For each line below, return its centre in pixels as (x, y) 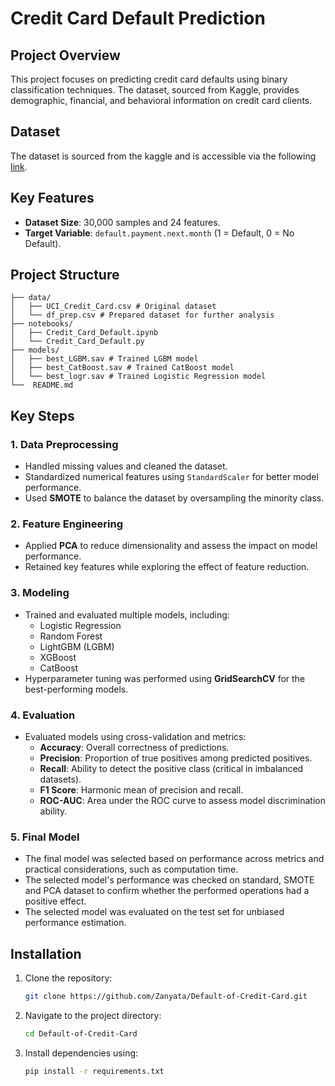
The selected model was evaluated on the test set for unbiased (154, 912)
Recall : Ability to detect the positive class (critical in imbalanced (171, 769)
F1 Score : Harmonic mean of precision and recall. (141, 790)
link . (19, 166)
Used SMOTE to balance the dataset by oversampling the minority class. (174, 498)
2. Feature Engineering (66, 524)
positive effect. (55, 901)
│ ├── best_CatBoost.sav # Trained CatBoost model (122, 368)
